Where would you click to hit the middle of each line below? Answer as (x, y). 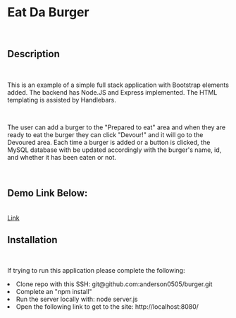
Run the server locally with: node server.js (77, 299)
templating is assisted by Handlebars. (62, 100)
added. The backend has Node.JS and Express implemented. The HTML (112, 92)
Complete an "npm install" (55, 292)
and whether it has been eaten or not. (62, 157)
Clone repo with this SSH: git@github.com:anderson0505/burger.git (114, 284)
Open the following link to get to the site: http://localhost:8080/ (108, 307)
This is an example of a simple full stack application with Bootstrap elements (118, 85)
